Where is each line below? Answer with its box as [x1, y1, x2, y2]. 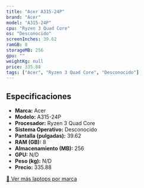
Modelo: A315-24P [14, 113, 62, 120]
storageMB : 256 [6, 47, 44, 53]
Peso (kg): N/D [14, 158, 52, 165]
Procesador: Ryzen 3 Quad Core [14, 120, 95, 127]
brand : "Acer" [6, 14, 41, 20]
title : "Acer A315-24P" [6, 8, 65, 15]
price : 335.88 [6, 63, 41, 70]
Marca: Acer [14, 107, 46, 114]
